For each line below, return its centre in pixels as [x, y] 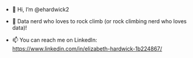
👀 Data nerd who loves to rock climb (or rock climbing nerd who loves [99, 21]
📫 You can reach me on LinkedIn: [54, 40]
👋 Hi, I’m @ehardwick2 [40, 9]
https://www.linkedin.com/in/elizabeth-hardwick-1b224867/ [87, 49]
